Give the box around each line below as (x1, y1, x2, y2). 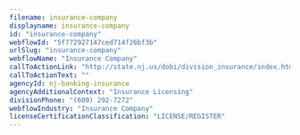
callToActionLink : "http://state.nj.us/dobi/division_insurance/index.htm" (9, 63, 297, 72)
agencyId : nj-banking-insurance (9, 79, 129, 88)
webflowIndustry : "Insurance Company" (9, 104, 154, 113)
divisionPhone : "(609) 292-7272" (9, 95, 134, 105)
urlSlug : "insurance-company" (9, 46, 122, 55)
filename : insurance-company (9, 12, 118, 22)
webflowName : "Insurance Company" (9, 54, 138, 63)
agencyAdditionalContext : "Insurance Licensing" (9, 87, 194, 96)
